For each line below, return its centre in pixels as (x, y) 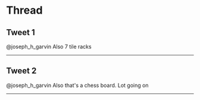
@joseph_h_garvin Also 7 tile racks (49, 46)
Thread (24, 10)
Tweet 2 (21, 71)
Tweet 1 (21, 32)
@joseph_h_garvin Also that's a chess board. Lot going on (77, 85)
